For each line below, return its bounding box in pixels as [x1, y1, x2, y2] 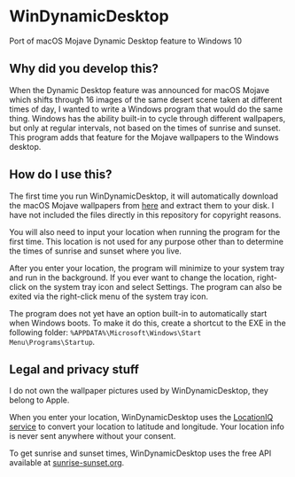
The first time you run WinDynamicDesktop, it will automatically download [9, 191, 279, 201]
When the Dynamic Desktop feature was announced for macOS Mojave [9, 84, 270, 95]
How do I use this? [9, 167, 113, 183]
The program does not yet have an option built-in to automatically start [9, 308, 268, 318]
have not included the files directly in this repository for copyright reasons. [9, 209, 282, 220]
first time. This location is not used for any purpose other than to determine [9, 236, 283, 246]
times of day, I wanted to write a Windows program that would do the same [9, 104, 283, 114]
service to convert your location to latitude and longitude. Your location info [9, 421, 285, 432]
